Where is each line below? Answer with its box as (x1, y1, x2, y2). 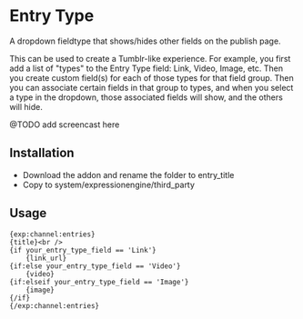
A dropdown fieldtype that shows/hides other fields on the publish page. (9, 35, 281, 46)
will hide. (9, 101, 44, 112)
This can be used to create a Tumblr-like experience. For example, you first (9, 53, 291, 64)
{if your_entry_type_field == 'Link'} (9, 245, 157, 254)
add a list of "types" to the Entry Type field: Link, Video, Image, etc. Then (9, 63, 284, 74)
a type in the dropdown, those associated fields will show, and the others (9, 92, 284, 103)
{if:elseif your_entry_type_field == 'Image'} (9, 277, 189, 286)
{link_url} (25, 254, 67, 263)
